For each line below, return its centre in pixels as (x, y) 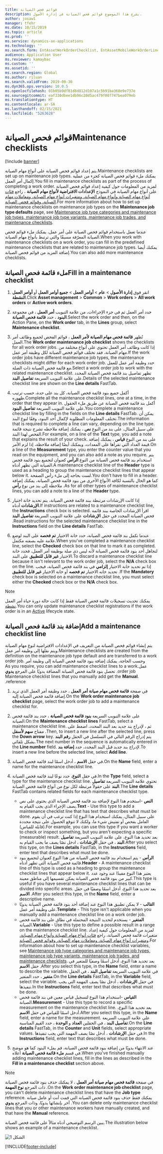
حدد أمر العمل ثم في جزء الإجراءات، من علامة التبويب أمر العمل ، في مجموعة (82, 312)
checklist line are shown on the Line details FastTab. (65, 383)
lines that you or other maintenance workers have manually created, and (77, 1108)
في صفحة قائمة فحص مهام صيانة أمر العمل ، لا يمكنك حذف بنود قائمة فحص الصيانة (79, 1082)
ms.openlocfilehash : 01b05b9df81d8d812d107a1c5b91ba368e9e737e (70, 91)
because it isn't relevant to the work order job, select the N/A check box (84, 561)
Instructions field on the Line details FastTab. (58, 526)
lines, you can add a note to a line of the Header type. (66, 491)
